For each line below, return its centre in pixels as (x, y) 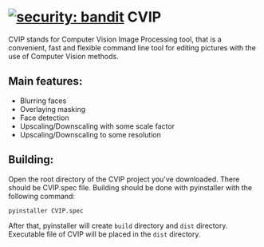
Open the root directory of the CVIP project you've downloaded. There (124, 179)
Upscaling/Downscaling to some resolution (91, 134)
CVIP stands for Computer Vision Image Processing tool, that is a (115, 39)
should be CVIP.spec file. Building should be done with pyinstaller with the (130, 187)
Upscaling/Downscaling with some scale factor (97, 126)
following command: (42, 196)
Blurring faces (43, 101)
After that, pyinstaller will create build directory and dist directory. (118, 225)
